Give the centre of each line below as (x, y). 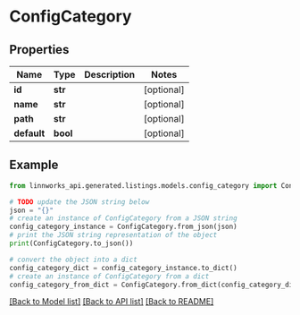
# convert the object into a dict (74, 260)
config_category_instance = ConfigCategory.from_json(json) (124, 227)
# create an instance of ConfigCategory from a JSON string (124, 218)
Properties (39, 50)
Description (110, 75)
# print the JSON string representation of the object (113, 235)
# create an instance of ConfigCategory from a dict (109, 276)
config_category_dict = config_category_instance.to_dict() (124, 268)
